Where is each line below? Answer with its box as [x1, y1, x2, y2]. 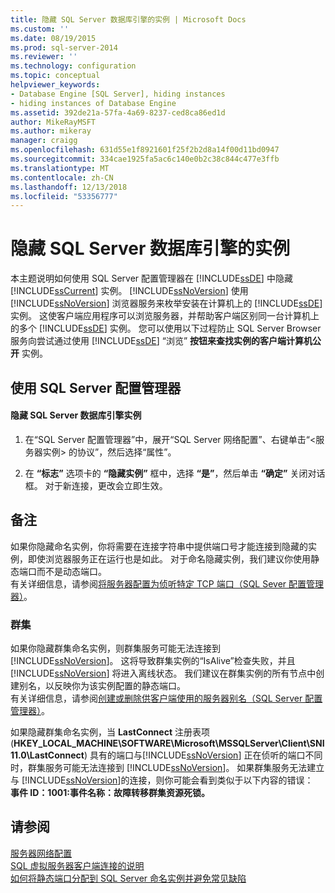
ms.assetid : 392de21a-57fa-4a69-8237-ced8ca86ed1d [10, 107, 226, 118]
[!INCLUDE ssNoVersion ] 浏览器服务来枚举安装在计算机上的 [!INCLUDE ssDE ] [10, 297, 323, 310]
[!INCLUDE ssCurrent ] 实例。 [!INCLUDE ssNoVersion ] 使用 [10, 285, 249, 297]
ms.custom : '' [10, 24, 70, 34]
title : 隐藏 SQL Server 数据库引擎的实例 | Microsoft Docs [10, 14, 247, 25]
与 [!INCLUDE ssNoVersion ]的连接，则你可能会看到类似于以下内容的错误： [10, 774, 314, 786]
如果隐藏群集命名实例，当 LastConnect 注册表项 [10, 726, 210, 738]
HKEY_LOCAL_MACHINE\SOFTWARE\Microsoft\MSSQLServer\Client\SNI [13, 737, 325, 749]
